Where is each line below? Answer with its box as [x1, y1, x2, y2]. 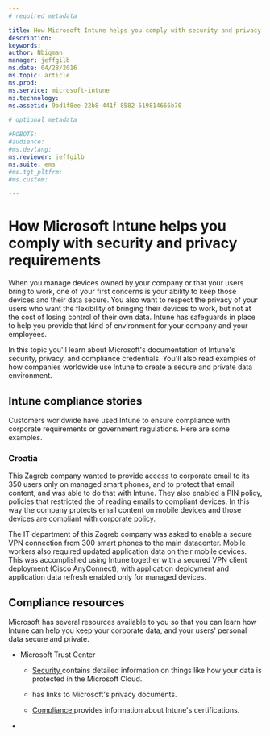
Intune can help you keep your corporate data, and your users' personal [8, 626, 247, 635]
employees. [8, 330, 47, 339]
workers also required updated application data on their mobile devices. [8, 547, 247, 556]
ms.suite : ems [8, 160, 56, 168]
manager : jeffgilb [8, 56, 70, 64]
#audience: [8, 138, 45, 146]
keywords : [8, 41, 42, 49]
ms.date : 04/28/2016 [8, 64, 78, 73]
